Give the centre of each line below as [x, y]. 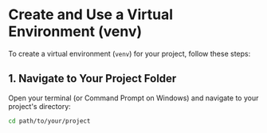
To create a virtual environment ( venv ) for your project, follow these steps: [130, 53]
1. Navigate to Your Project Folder [92, 78]
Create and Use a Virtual [91, 15]
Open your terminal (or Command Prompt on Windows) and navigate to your [133, 98]
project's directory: [40, 106]
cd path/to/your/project [49, 121]
